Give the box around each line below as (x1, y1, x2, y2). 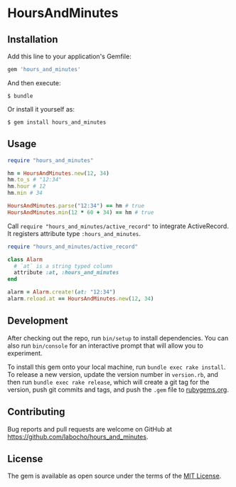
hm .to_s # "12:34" (7, 176, 62, 183)
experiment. (7, 348, 43, 357)
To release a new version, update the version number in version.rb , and (7, 370, 219, 378)
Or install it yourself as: (7, 105, 75, 113)
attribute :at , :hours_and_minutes (14, 269, 119, 277)
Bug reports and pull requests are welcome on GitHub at (7, 424, 173, 433)
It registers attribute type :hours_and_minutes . (7, 229, 141, 237)
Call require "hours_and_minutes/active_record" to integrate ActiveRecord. (7, 222, 229, 230)
